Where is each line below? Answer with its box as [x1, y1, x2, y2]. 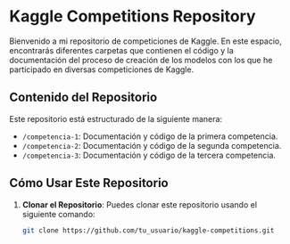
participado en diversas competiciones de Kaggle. [9, 64, 195, 75]
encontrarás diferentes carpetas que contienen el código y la [9, 45, 234, 55]
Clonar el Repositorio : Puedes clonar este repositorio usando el [21, 199, 257, 210]
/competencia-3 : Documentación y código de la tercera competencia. [21, 150, 277, 160]
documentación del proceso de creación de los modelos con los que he [9, 54, 273, 65]
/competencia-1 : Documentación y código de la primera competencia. [21, 131, 278, 142]
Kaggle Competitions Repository [9, 6, 256, 27]
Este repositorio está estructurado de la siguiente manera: [9, 113, 223, 124]
